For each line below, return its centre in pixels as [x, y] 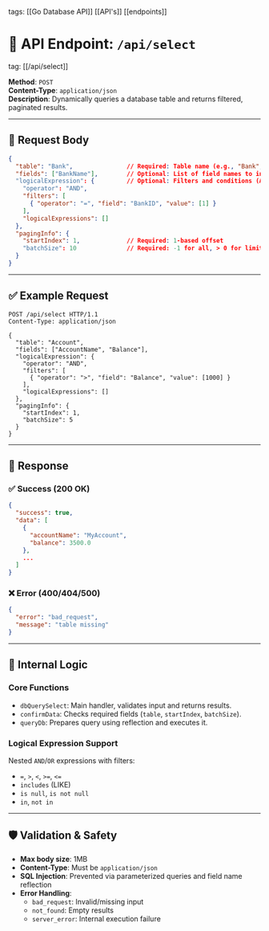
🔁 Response [39, 466]
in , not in [36, 802]
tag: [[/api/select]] [38, 66]
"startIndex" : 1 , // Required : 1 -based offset [123, 241]
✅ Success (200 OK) [49, 489]
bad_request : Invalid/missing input [88, 901]
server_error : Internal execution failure [96, 918]
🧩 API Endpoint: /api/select [102, 44]
